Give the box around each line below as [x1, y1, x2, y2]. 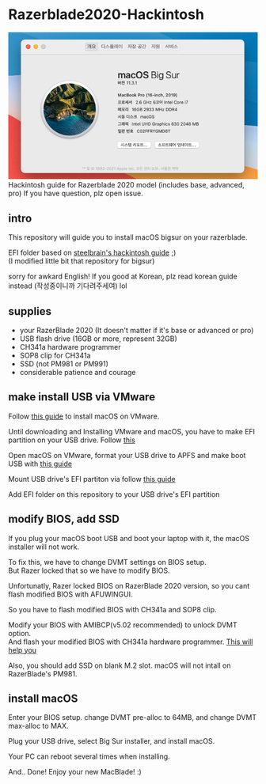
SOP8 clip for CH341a [19, 350, 91, 361]
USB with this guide [8, 459, 73, 468]
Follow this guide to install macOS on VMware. [8, 411, 160, 421]
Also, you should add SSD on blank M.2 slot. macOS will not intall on [8, 661, 231, 670]
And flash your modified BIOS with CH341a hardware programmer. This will [8, 637, 253, 646]
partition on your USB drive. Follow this [8, 435, 136, 445]
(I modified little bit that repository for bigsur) [8, 256, 155, 266]
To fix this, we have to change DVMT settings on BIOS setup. [8, 557, 207, 566]
